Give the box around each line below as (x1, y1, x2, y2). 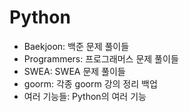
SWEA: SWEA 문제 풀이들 (23, 65, 126, 77)
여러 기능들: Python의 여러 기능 (23, 90, 147, 102)
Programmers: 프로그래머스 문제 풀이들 (23, 52, 179, 65)
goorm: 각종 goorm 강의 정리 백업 (23, 77, 158, 90)
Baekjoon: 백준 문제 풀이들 (23, 40, 130, 52)
